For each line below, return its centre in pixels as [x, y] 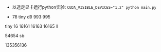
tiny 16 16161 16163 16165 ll [32, 26]
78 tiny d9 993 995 [31, 17]
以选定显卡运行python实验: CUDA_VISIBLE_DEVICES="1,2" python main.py [84, 7]
